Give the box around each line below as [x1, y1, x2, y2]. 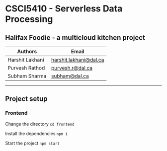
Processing [5, 13, 53, 25]
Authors [17, 48, 37, 55]
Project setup [5, 95, 48, 103]
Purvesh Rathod [7, 65, 45, 71]
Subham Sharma [7, 73, 47, 79]
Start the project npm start [5, 140, 60, 146]
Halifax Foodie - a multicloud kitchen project [5, 33, 145, 42]
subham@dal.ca [51, 73, 89, 79]
